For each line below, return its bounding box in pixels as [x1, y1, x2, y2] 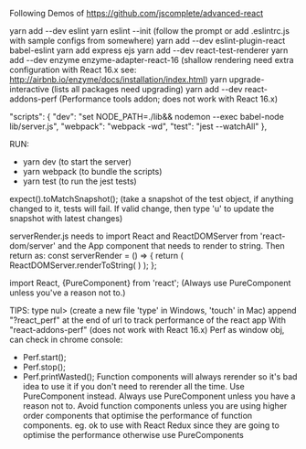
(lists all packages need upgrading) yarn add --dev [51, 84, 243, 94]
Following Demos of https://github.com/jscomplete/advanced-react [9, 8, 263, 18]
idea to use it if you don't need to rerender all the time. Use [22, 381, 245, 391]
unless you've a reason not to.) [9, 287, 126, 298]
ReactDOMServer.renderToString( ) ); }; [9, 260, 157, 271]
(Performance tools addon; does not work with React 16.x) [58, 93, 279, 104]
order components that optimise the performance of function [22, 411, 253, 421]
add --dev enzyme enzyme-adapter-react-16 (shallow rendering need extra [9, 55, 294, 65]
